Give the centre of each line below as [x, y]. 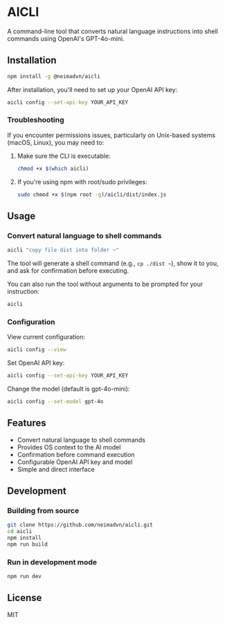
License [25, 598]
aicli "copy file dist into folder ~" [63, 250]
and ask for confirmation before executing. [68, 271]
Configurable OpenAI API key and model [75, 462]
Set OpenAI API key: [36, 363]
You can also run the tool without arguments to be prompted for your [105, 284]
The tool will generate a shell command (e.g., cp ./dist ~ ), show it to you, [113, 263]
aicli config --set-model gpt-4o [55, 402]
